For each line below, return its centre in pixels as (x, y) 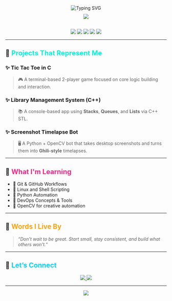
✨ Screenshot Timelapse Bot (42, 132)
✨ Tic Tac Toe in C (28, 68)
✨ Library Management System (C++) (53, 100)
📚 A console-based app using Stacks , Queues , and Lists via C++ (88, 111)
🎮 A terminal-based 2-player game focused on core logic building (88, 79)
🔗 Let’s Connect (31, 265)
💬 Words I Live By (34, 227)
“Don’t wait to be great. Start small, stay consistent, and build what (89, 239)
